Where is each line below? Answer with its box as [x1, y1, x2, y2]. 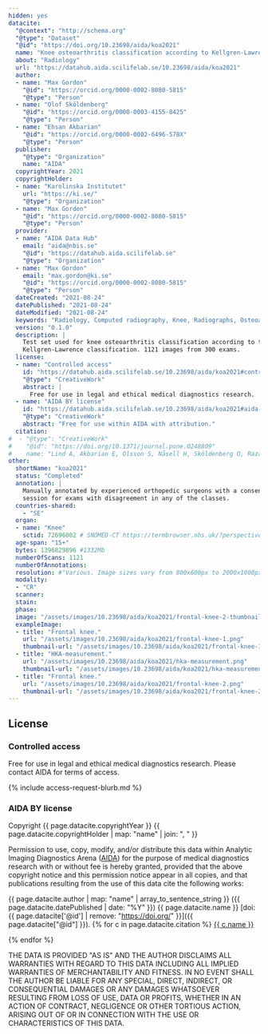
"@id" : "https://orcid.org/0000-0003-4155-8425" [22, 109, 187, 117]
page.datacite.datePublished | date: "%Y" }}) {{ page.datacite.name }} [8, 903, 239, 913]
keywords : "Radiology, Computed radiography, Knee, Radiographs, [15, 316, 238, 324]
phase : [15, 605, 37, 613]
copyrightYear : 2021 [15, 168, 84, 176]
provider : [15, 227, 48, 236]
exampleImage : [15, 620, 62, 628]
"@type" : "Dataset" [15, 34, 81, 42]
